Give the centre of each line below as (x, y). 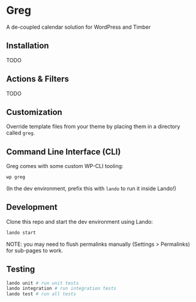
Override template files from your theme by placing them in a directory (93, 127)
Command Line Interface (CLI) (64, 152)
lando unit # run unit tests (43, 283)
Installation (28, 46)
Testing (21, 269)
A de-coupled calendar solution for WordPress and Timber (79, 27)
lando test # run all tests (41, 294)
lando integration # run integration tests (61, 289)
